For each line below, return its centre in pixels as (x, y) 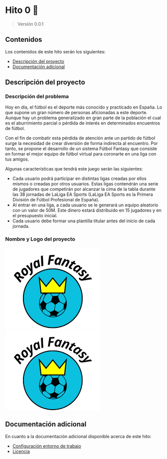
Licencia (21, 451)
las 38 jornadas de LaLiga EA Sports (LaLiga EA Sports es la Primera (83, 194)
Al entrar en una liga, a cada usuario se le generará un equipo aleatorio (85, 205)
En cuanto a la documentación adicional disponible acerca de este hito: (78, 436)
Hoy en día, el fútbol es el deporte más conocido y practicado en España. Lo (84, 107)
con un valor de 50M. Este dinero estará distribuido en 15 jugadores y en (87, 210)
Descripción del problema (37, 97)
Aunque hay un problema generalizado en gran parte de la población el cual (83, 118)
